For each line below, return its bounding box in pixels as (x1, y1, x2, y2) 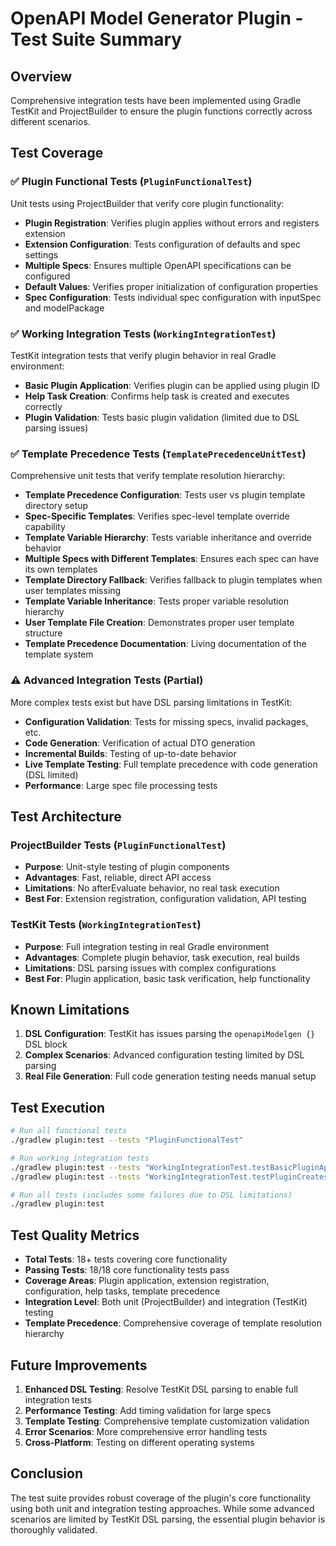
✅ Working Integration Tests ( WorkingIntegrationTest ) (10, 327, 277, 341)
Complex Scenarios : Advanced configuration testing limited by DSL (24, 1049, 305, 1061)
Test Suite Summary (10, 28, 183, 51)
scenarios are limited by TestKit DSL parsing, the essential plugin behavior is (10, 1513, 326, 1525)
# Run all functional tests (10, 1126, 128, 1136)
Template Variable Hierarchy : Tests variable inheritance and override (24, 532, 312, 544)
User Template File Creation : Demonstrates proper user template (24, 617, 295, 629)
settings (24, 248, 59, 261)
